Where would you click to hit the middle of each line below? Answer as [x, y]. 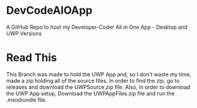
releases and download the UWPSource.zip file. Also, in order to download [98, 87]
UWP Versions [24, 33]
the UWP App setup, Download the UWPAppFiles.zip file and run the [90, 93]
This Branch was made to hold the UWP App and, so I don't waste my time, [99, 74]
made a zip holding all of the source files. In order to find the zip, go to [93, 80]
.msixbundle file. [27, 100]
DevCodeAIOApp [49, 10]
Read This [31, 58]
